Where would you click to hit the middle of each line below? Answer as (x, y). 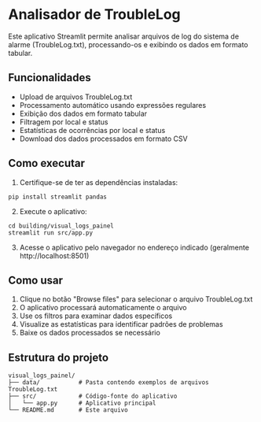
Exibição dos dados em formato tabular (83, 113)
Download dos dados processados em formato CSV (103, 139)
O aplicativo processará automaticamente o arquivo (103, 308)
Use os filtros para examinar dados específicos (96, 316)
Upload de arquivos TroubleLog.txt (76, 97)
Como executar (46, 163)
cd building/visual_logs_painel (61, 226)
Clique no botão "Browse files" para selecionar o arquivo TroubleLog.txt (136, 299)
